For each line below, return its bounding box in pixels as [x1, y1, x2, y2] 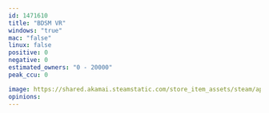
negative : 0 [8, 56, 48, 64]
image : [8, 85, 30, 93]
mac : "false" [8, 33, 52, 42]
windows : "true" [8, 26, 62, 34]
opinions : [8, 92, 42, 100]
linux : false [8, 41, 52, 49]
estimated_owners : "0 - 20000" [8, 64, 113, 72]
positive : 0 [8, 49, 48, 56]
